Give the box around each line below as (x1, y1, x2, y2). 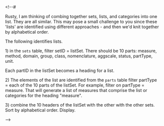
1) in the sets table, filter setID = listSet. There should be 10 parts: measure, (5, 48, 157, 54)
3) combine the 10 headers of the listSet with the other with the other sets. (5, 102, 155, 108)
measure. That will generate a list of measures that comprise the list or (5, 88, 148, 93)
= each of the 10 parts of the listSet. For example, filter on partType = (5, 82, 144, 88)
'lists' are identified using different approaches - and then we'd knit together (5, 24, 159, 30)
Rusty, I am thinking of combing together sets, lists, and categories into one (5, 14, 158, 19)
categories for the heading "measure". (5, 92, 82, 98)
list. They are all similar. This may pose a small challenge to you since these (5, 19, 158, 24)
